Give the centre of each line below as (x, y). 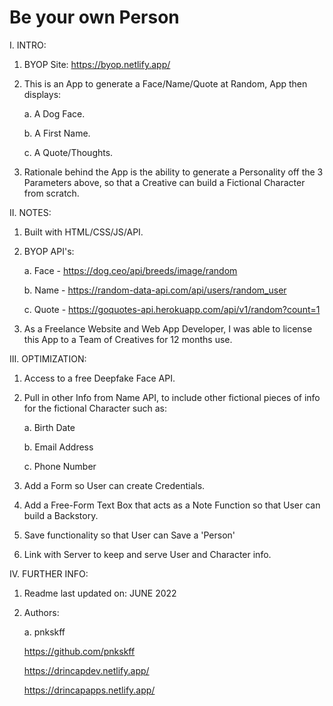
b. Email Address (58, 447)
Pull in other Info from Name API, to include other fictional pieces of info (172, 397)
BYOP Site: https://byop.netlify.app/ (97, 64)
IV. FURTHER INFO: (49, 573)
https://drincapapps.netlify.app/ (89, 690)
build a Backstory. (61, 515)
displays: (42, 94)
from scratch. (51, 193)
